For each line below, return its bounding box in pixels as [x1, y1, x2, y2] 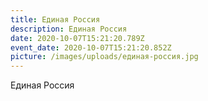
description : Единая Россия [10, 24, 128, 34]
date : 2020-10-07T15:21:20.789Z [10, 33, 145, 43]
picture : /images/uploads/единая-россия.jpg [10, 52, 199, 62]
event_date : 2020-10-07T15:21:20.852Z [10, 42, 172, 53]
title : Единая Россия [10, 14, 101, 25]
